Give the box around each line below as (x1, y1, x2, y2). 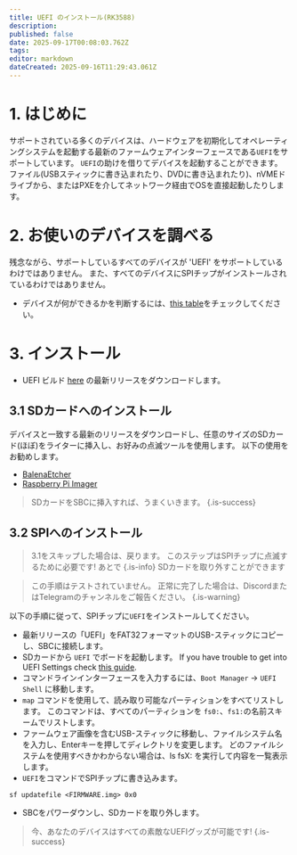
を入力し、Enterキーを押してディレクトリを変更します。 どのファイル (21, 739, 277, 750)
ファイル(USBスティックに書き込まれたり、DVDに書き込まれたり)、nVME (9, 169, 278, 179)
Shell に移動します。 (21, 684, 100, 695)
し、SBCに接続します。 (21, 641, 108, 652)
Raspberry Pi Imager (21, 478, 98, 489)
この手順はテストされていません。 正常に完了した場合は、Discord (30, 580, 272, 591)
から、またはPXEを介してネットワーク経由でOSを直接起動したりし (32, 179, 277, 190)
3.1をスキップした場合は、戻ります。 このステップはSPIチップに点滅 (30, 550, 280, 562)
